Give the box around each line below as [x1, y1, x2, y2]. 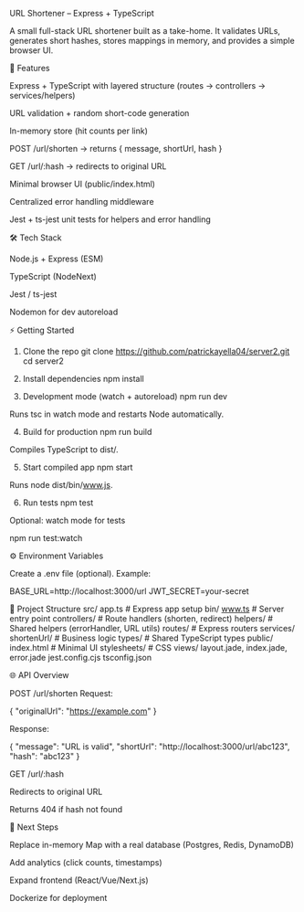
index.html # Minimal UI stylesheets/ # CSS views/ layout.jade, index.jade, [9, 642, 288, 652]
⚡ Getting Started [9, 324, 75, 335]
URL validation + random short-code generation [9, 108, 190, 118]
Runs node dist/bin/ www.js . [9, 480, 113, 490]
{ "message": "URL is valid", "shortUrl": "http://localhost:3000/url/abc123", [9, 741, 290, 752]
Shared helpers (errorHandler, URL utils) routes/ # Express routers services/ [9, 623, 295, 633]
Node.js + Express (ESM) [9, 253, 104, 264]
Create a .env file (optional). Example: [9, 568, 152, 578]
